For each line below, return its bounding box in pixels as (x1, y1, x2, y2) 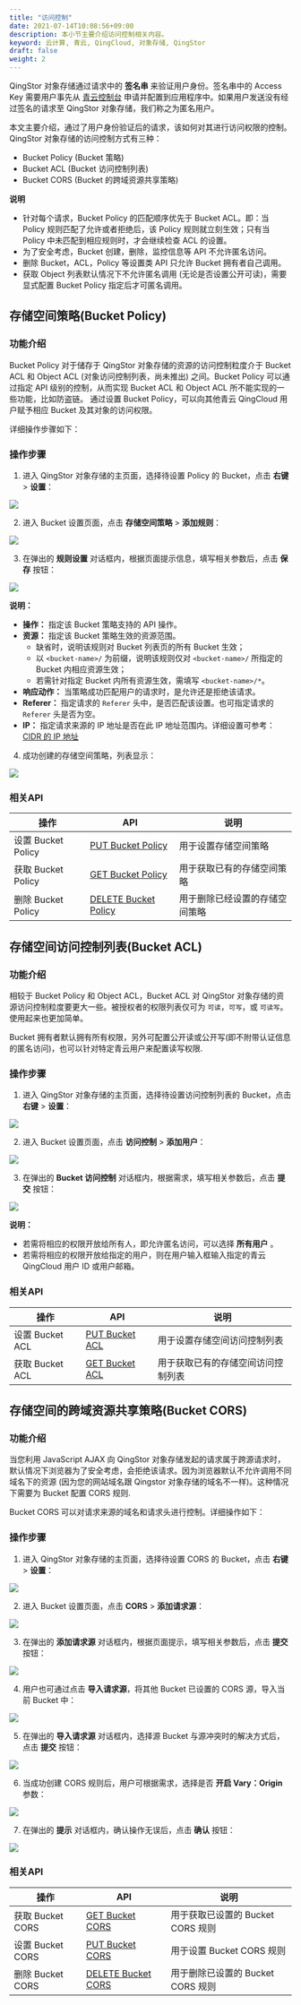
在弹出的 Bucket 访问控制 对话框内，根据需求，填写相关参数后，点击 (21, 1173, 276, 1183)
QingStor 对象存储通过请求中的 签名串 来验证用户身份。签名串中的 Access (9, 81, 282, 90)
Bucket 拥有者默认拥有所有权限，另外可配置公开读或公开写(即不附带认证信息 (9, 1031, 291, 1042)
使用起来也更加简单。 (9, 1012, 88, 1023)
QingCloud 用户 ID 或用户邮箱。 (21, 1261, 140, 1272)
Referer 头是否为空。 (21, 709, 100, 719)
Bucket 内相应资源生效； (35, 664, 127, 675)
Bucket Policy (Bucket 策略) (21, 152, 125, 162)
